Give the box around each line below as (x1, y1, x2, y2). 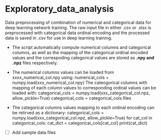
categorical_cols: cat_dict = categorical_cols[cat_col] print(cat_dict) (12, 120, 147, 126)
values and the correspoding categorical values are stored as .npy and (12, 54, 155, 60)
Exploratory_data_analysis (5, 3, 114, 15)
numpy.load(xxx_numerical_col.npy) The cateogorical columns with (12, 79, 147, 86)
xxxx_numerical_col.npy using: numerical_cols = (12, 74, 109, 80)
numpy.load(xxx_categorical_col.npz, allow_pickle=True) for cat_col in (12, 115, 152, 121)
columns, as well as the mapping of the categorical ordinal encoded (12, 50, 148, 55)
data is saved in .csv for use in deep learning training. (5, 35, 113, 41)
